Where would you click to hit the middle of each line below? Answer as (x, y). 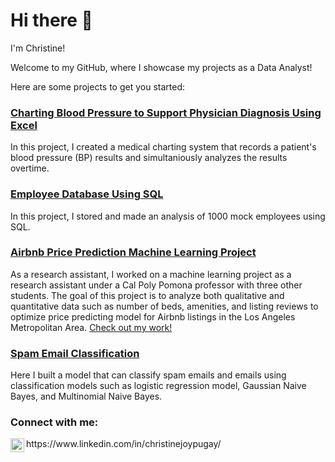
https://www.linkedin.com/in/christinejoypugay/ (124, 444)
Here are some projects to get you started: (98, 86)
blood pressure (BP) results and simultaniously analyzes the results (149, 158)
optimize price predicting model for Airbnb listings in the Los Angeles (153, 316)
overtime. (30, 168)
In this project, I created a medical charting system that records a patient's (163, 147)
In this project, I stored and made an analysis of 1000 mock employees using (168, 216)
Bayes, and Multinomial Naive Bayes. (86, 396)
